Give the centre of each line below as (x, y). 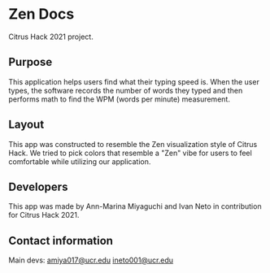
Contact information (61, 240)
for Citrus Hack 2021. (44, 215)
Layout (26, 125)
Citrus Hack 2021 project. (51, 37)
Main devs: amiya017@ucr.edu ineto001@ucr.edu (91, 260)
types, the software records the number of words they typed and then (126, 90)
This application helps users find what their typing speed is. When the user (134, 81)
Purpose (30, 62)
